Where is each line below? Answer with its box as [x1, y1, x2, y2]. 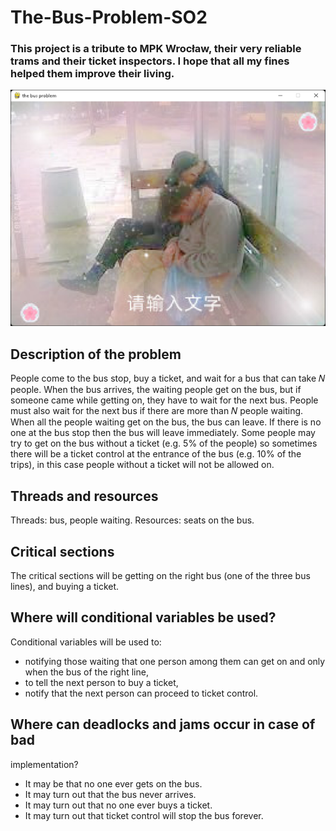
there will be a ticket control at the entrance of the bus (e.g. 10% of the [10, 448, 302, 460]
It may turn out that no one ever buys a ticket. [24, 799, 213, 811]
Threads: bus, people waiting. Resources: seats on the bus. [10, 514, 255, 526]
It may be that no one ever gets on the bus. [24, 777, 203, 790]
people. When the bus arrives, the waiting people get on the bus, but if [10, 384, 302, 396]
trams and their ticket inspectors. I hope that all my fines [10, 54, 290, 68]
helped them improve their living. [10, 67, 175, 81]
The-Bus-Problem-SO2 [10, 6, 208, 29]
